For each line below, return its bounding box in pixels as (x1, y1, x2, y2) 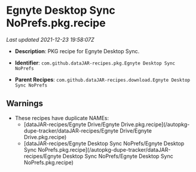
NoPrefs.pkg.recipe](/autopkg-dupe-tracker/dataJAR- (38, 146, 171, 153)
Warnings (6, 99, 44, 109)
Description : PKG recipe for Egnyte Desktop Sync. (14, 47, 140, 54)
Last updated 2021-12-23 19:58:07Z (6, 36, 94, 43)
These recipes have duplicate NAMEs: (14, 114, 109, 121)
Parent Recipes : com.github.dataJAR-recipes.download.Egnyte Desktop (14, 76, 191, 83)
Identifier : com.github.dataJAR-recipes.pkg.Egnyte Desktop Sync (14, 59, 175, 66)
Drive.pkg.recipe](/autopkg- (121, 121, 190, 128)
